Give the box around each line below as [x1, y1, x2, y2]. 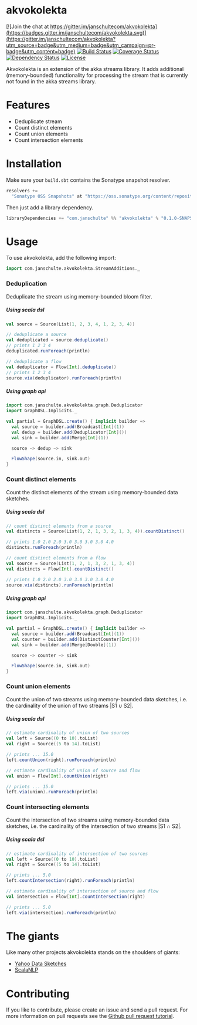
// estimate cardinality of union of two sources [6, 730, 130, 736]
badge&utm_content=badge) [6, 47, 76, 55]
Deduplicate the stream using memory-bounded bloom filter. [6, 293, 152, 300]
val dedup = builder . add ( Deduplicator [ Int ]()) [11, 429, 127, 435]
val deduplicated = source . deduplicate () [6, 337, 109, 343]
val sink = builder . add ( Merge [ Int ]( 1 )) [11, 435, 109, 440]
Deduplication [6, 280, 47, 288]
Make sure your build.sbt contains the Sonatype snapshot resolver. [6, 177, 171, 184]
